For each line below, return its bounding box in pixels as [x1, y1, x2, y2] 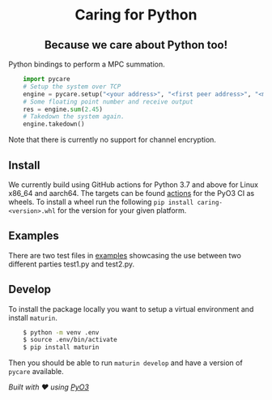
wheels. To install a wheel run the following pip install [8, 197, 194, 206]
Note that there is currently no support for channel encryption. [8, 135, 217, 145]
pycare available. [8, 367, 65, 377]
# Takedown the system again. [23, 113, 125, 121]
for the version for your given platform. [57, 205, 187, 215]
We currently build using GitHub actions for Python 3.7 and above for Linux [8, 180, 259, 189]
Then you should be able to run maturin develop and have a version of [8, 358, 243, 368]
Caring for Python [74, 6, 198, 24]
